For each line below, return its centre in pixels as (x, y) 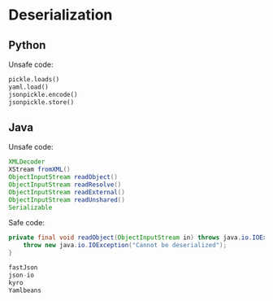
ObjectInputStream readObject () (63, 177)
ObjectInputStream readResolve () (65, 185)
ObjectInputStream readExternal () (67, 192)
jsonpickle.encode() (43, 94)
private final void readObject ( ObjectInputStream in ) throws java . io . (130, 238)
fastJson (23, 268)
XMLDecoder (27, 162)
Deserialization (61, 15)
